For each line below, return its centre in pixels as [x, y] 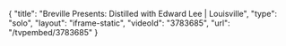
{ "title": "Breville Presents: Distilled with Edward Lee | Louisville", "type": [143, 14]
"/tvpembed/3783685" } [53, 32]
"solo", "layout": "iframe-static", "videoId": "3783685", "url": [119, 23]
